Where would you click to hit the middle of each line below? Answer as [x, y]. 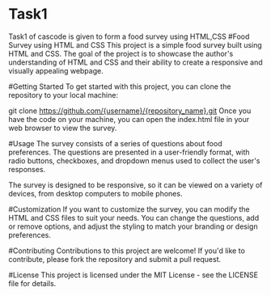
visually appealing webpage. [56, 70]
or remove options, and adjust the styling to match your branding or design [133, 226]
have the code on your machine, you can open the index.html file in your [129, 119]
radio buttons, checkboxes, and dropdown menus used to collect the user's [134, 160]
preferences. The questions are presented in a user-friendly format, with [129, 152]
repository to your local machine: [64, 95]
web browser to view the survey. [63, 128]
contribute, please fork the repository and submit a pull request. [115, 259]
